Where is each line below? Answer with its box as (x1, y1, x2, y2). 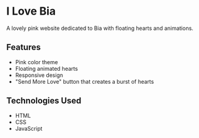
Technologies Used (6, 96, 81, 106)
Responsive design (15, 71, 63, 79)
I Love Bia (6, 4, 56, 18)
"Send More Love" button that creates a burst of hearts (15, 78, 154, 85)
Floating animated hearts (15, 65, 78, 72)
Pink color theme (15, 58, 58, 65)
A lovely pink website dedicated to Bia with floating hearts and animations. (6, 24, 194, 32)
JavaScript (15, 125, 43, 132)
